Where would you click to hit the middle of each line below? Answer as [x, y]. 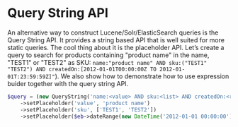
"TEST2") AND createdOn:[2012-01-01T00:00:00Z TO [82, 69]
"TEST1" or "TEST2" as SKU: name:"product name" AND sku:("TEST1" [107, 62]
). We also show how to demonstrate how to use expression [142, 76]
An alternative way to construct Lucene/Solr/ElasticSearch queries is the [113, 32]
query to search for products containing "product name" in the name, [108, 55]
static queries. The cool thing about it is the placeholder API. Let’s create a [116, 47]
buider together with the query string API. [68, 83]
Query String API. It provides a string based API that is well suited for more [116, 40]
